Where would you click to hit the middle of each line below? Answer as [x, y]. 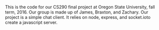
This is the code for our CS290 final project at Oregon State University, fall [80, 7]
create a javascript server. [31, 22]
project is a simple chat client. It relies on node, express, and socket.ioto [78, 17]
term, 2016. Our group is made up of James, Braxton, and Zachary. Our [77, 12]
